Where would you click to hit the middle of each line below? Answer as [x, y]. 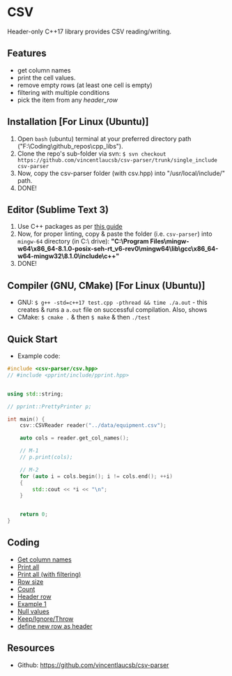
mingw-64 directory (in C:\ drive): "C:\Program [83, 241]
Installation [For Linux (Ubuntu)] [78, 122]
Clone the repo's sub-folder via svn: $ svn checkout [92, 153]
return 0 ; [34, 514]
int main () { [26, 419]
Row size [30, 581]
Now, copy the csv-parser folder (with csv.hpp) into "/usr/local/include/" [121, 173]
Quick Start [32, 339]
